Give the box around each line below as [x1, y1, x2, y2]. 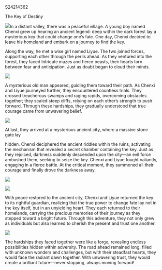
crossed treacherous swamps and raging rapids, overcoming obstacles [5, 93, 147, 99]
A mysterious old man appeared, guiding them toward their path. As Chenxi [5, 83, 155, 88]
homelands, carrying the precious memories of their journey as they [5, 210, 141, 216]
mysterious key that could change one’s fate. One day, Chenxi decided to [5, 34, 151, 39]
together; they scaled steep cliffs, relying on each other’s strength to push [5, 98, 152, 103]
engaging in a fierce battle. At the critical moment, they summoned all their [5, 162, 154, 168]
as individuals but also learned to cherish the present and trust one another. [5, 220, 156, 226]
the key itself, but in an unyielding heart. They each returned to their [5, 205, 140, 211]
